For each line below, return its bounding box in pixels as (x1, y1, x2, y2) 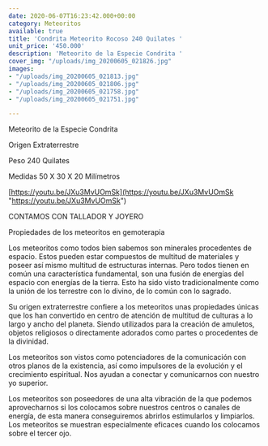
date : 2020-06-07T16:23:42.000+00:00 (8, 11, 136, 20)
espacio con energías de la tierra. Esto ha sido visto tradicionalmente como (8, 278, 259, 288)
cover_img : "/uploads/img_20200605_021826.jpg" (8, 58, 172, 66)
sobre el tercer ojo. (8, 428, 72, 439)
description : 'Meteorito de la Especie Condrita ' (8, 50, 183, 58)
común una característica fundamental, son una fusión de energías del (8, 269, 245, 279)
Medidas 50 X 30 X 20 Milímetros (8, 171, 120, 181)
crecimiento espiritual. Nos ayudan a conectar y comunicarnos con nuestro (8, 370, 260, 379)
